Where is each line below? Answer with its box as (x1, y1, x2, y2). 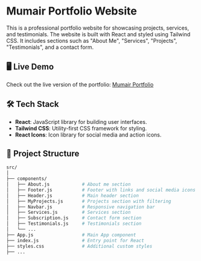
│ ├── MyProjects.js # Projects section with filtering (6, 198, 171, 204)
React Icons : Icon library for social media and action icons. (14, 131, 162, 138)
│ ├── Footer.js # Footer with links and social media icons (6, 187, 196, 193)
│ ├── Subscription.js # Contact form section (6, 215, 142, 221)
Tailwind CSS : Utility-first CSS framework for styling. (14, 124, 147, 132)
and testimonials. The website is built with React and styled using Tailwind (6, 30, 191, 37)
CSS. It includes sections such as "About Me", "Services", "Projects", (6, 37, 177, 44)
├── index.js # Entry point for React (6, 237, 145, 243)
